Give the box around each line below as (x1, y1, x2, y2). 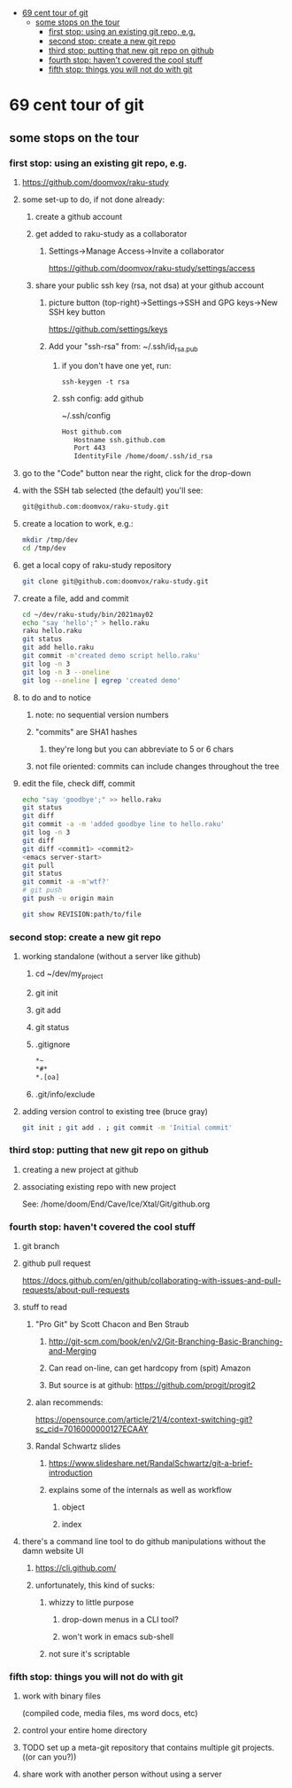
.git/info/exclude (35, 1089, 96, 1099)
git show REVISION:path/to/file (21, 910, 142, 918)
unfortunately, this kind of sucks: (35, 1580, 155, 1590)
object (61, 1502, 86, 1512)
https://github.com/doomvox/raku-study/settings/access (48, 262, 256, 273)
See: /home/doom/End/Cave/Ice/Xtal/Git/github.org (21, 1199, 211, 1209)
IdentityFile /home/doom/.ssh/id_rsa (73, 452, 213, 461)
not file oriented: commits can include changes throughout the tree (35, 761, 280, 771)
